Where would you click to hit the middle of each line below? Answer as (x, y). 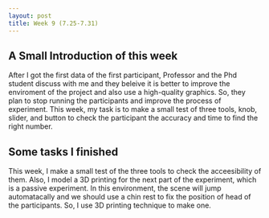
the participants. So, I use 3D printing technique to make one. (110, 205)
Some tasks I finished (63, 152)
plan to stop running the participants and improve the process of (115, 101)
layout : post (30, 16)
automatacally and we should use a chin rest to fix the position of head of (130, 197)
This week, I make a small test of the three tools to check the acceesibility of (135, 171)
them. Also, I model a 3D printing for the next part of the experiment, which (132, 180)
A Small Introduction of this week (93, 56)
